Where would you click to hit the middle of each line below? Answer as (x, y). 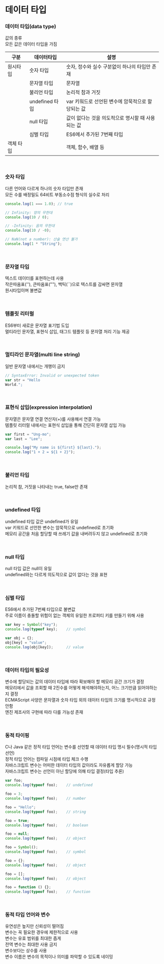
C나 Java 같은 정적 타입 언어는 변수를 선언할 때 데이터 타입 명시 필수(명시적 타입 (81, 747)
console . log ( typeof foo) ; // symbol (46, 852)
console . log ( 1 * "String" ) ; (34, 244)
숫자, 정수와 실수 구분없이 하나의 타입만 (108, 67)
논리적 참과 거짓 (83, 92)
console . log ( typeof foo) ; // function (48, 892)
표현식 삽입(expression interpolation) (49, 407)
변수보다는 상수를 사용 (26, 951)
